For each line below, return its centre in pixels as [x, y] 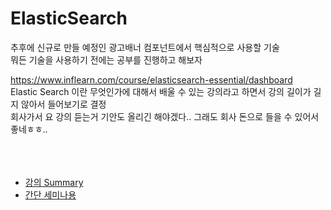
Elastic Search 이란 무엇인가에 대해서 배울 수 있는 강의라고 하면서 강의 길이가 [161, 91]
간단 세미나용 [50, 194]
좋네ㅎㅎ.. [29, 129]
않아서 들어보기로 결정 [63, 104]
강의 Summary [54, 182]
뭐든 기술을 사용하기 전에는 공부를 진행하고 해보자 [106, 59]
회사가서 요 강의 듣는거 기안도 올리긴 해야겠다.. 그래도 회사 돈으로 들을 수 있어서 [165, 116]
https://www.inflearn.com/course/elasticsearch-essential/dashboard [151, 79]
